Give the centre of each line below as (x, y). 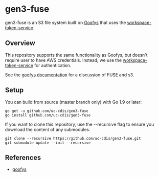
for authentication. (53, 65)
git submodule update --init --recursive (48, 143)
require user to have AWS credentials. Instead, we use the (64, 60)
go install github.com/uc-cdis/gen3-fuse (48, 115)
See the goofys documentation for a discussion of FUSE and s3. (70, 75)
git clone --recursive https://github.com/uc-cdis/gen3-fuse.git (73, 138)
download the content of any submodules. (48, 129)
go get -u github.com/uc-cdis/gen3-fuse (47, 111)
